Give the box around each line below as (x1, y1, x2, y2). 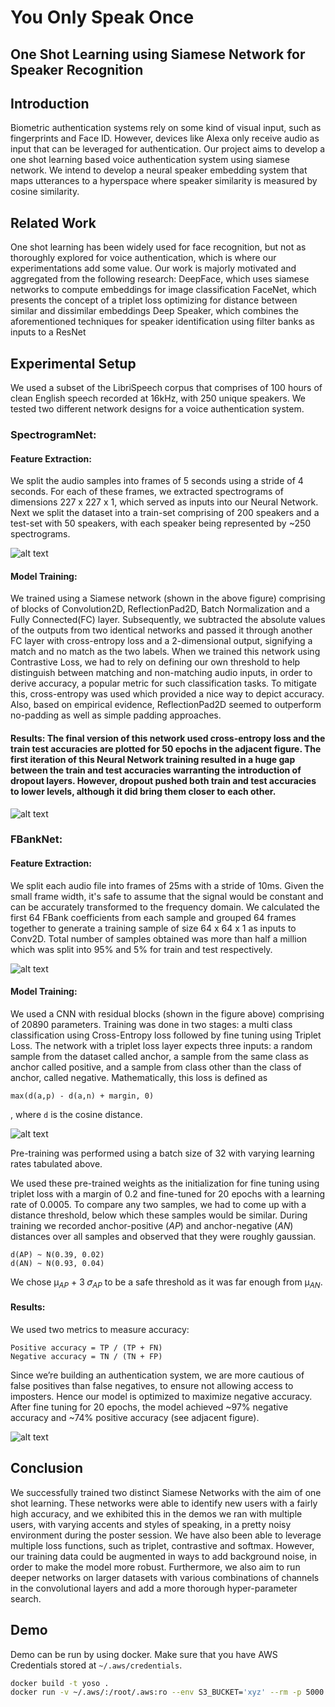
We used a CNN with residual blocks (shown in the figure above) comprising (10, 1007, 325, 1020)
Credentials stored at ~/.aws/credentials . (10, 1659, 183, 1671)
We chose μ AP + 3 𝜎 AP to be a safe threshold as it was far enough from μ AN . (10, 1276, 323, 1290)
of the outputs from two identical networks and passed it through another (10, 624, 313, 636)
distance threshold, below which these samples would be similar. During (10, 1209, 308, 1221)
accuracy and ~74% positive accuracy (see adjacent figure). (10, 1411, 260, 1423)
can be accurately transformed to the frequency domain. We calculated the (10, 901, 320, 913)
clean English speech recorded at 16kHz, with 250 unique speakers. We (10, 392, 307, 405)
